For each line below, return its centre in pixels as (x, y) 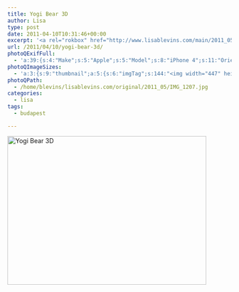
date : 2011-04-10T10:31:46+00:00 (57, 34)
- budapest (30, 113)
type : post (23, 27)
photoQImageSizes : (34, 67)
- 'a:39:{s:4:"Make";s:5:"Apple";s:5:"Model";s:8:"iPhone (102, 61)
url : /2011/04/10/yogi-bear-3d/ (55, 47)
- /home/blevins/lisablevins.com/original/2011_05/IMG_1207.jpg (111, 87)
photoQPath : (25, 80)
